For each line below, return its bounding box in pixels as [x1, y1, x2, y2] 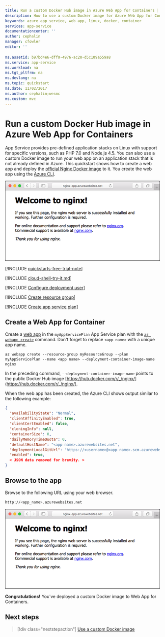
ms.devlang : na [5, 75, 36, 81]
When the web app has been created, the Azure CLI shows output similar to [5, 390, 158, 396]
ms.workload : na [5, 65, 38, 70]
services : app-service [5, 24, 52, 29]
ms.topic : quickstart [5, 81, 50, 86]
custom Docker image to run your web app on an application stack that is [5, 155, 153, 161]
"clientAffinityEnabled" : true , [9, 416, 76, 421]
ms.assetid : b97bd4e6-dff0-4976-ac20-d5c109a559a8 [5, 55, 111, 60]
